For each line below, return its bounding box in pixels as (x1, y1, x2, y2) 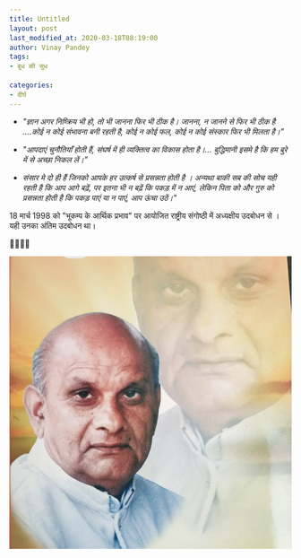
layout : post (9, 23, 58, 33)
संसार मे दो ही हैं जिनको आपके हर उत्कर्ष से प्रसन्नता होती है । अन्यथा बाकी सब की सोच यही (21, 171, 277, 183)
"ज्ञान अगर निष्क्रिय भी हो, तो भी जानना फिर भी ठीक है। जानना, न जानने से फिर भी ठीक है (21, 116, 276, 126)
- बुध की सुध (9, 62, 48, 71)
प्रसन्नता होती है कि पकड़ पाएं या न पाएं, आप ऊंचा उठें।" (21, 192, 177, 203)
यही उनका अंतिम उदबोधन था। (9, 220, 97, 231)
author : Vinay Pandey (9, 43, 90, 52)
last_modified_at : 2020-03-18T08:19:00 (9, 33, 159, 42)
